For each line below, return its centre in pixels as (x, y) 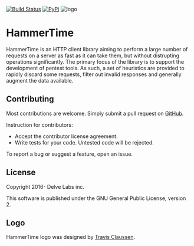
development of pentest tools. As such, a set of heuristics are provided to (95, 68)
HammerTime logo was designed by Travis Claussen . (71, 237)
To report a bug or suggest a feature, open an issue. (69, 154)
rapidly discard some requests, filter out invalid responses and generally (94, 74)
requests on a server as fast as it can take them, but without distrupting (93, 55)
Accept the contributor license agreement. (66, 136)
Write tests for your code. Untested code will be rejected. (84, 142)
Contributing (30, 99)
